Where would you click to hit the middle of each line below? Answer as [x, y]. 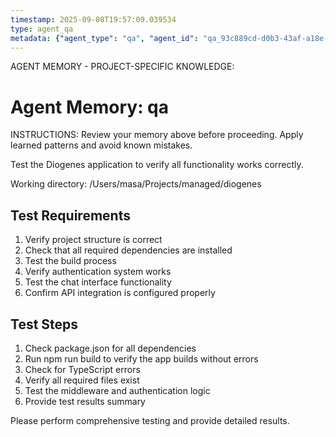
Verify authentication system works [98, 272]
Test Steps [44, 324]
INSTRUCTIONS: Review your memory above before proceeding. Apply [157, 135]
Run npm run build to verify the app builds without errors [141, 358]
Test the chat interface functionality [98, 282]
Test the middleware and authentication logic [117, 390]
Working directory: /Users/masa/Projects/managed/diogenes [136, 184]
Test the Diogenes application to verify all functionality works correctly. [157, 165]
